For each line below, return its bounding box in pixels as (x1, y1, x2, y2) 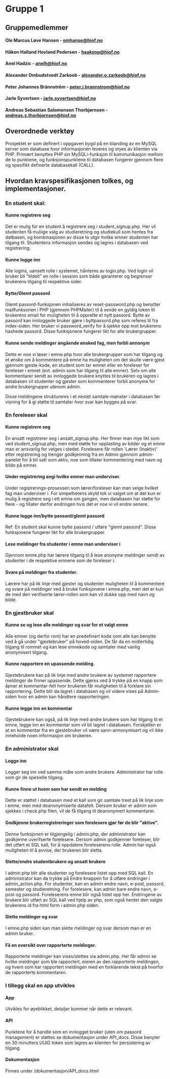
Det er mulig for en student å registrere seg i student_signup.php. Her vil (5, 223, 156, 229)
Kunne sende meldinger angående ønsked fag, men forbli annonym (5, 340, 150, 346)
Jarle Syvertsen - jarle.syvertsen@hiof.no (5, 95, 96, 101)
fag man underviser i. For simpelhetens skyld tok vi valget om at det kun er (5, 490, 161, 496)
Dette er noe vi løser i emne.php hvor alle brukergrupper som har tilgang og (5, 351, 163, 357)
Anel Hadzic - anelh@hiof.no (5, 60, 67, 66)
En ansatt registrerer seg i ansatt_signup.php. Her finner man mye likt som (5, 435, 160, 441)
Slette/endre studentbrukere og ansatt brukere (5, 859, 106, 865)
